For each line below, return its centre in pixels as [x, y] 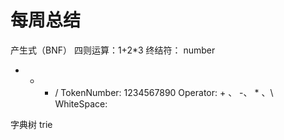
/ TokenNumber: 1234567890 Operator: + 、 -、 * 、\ [164, 92]
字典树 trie [31, 124]
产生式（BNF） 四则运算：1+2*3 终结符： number [113, 50]
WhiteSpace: [81, 103]
